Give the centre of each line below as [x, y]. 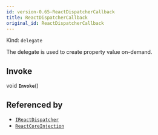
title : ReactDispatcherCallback [47, 18]
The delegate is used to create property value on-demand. [79, 52]
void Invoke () [23, 86]
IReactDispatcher [37, 120]
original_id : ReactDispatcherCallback [55, 23]
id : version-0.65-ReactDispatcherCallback [61, 12]
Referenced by [35, 104]
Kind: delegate [25, 41]
